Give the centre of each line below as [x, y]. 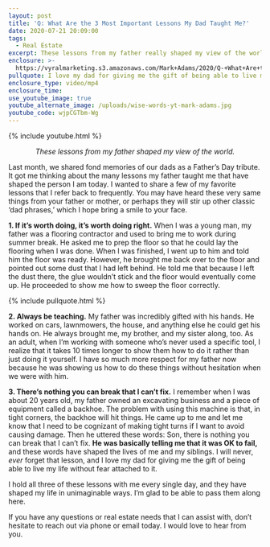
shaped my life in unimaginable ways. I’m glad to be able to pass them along [135, 493]
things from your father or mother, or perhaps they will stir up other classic [132, 201]
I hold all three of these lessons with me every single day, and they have [127, 484]
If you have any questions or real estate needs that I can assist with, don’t [130, 517]
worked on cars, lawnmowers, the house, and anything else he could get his [135, 325]
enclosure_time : [35, 90]
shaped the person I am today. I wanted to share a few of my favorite [122, 184]
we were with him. [39, 376]
